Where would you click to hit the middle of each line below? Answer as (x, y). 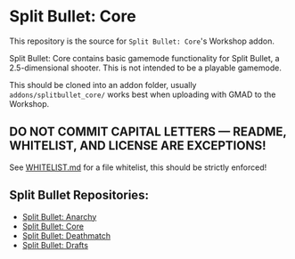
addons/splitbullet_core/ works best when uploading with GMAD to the (143, 94)
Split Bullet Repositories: (79, 195)
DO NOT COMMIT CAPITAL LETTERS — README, (148, 132)
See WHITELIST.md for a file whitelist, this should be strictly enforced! (138, 167)
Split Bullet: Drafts (55, 245)
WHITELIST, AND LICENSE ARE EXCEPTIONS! (138, 146)
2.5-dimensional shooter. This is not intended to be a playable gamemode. (146, 68)
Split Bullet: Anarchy (59, 216)
